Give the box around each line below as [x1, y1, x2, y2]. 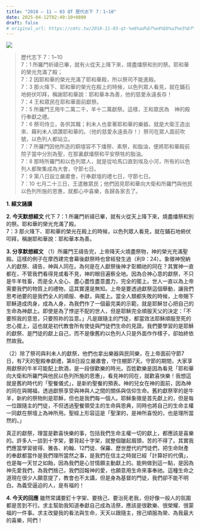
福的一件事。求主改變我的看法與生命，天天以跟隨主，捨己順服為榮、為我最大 [6, 509, 194, 516]
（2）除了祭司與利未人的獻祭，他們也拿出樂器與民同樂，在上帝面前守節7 [6, 350, 185, 357]
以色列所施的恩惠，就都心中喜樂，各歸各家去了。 [20, 188, 141, 195]
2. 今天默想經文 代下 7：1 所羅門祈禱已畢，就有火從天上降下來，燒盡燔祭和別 [6, 213, 194, 220]
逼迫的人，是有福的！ [32, 482, 85, 489]
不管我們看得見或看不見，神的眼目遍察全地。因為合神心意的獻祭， [21, 270, 183, 278]
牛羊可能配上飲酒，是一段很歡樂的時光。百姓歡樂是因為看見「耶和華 [26, 365, 194, 372]
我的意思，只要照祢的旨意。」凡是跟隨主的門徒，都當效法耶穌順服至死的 [16, 315, 192, 322]
